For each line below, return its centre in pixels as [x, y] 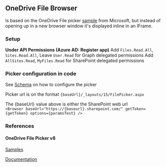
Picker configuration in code [41, 74]
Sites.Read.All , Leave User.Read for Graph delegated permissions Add [79, 55]
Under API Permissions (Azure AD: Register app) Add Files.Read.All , [79, 50]
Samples [14, 149]
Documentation [21, 159]
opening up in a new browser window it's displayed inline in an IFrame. [79, 26]
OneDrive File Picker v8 [30, 138]
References [20, 126]
